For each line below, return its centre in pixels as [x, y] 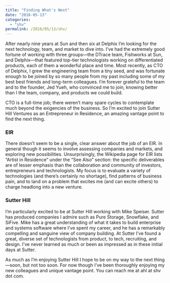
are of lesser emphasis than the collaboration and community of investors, [84, 165]
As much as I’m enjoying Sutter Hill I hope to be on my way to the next [79, 259]
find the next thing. [25, 119]
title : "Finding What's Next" [38, 10]
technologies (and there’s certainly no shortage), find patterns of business [84, 176]
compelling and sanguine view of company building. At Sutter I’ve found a [83, 233]
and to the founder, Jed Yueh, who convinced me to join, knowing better [81, 87]
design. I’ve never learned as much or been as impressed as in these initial [84, 244]
